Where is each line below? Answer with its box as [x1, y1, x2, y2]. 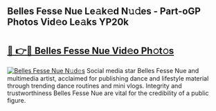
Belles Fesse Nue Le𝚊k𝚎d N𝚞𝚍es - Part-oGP [7, 6, 201, 17]
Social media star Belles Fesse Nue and [86, 67, 199, 74]
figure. [7, 97, 26, 104]
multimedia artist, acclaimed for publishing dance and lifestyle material [7, 74, 209, 82]
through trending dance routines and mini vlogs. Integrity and [7, 82, 182, 90]
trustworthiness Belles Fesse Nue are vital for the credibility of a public [7, 89, 209, 97]
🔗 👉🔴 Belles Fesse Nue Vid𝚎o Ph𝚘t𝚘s [7, 45, 174, 57]
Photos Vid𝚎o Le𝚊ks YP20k [7, 17, 129, 28]
